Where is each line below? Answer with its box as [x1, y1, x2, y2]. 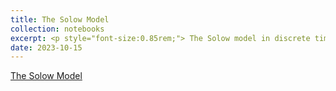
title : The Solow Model [10, 14, 110, 25]
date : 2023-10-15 [10, 42, 83, 53]
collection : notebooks [10, 24, 105, 34]
